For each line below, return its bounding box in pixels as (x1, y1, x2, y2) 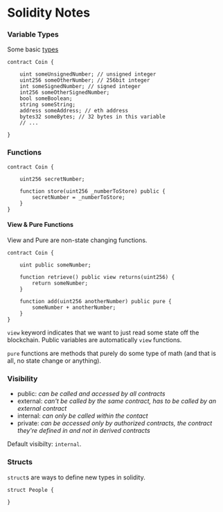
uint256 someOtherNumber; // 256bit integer (19, 77, 150, 84)
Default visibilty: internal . (7, 440, 82, 448)
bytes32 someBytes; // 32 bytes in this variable (19, 113, 166, 121)
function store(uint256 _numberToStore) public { (19, 187, 166, 195)
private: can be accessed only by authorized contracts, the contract (17, 419, 213, 427)
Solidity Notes (7, 5, 91, 21)
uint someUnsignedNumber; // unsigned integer (19, 71, 157, 78)
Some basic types (7, 45, 59, 53)
